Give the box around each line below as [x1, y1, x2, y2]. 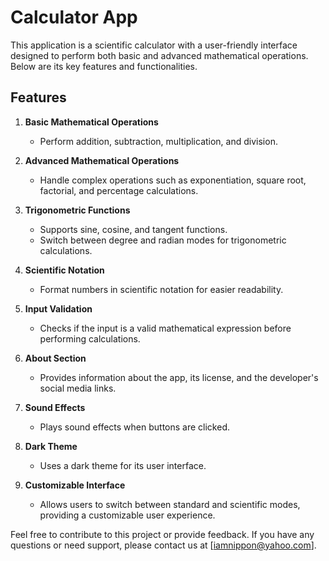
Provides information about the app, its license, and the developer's [39, 371, 319, 383]
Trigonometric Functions [24, 204, 131, 216]
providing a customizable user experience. [39, 509, 216, 521]
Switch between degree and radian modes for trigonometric [39, 234, 287, 246]
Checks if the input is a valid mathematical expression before [39, 322, 292, 334]
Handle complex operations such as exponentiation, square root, [39, 174, 307, 186]
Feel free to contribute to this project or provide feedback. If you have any [10, 528, 315, 540]
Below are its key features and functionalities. [10, 60, 198, 72]
